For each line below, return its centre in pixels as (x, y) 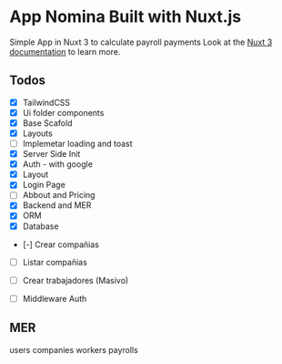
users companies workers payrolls (74, 349)
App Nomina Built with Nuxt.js (126, 17)
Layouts (37, 133)
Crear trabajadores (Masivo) (76, 280)
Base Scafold (47, 123)
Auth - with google (58, 164)
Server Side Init (51, 154)
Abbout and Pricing (59, 195)
